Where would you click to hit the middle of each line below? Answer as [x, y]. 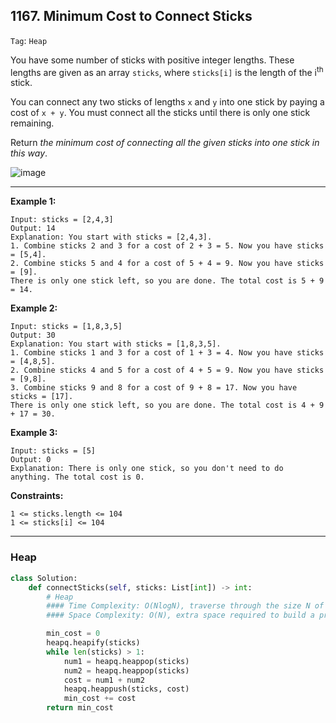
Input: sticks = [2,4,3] [62, 220]
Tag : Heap [29, 40]
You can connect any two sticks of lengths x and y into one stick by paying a [167, 102]
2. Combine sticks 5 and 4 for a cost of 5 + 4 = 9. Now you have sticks [167, 264]
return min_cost [80, 708]
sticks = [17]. [42, 397]
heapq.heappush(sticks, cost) [126, 689]
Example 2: [34, 308]
